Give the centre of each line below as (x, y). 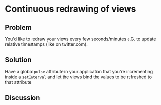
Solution (18, 60)
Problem (18, 27)
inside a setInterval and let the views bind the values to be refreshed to (78, 77)
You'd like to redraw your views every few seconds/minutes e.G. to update (80, 39)
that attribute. (19, 82)
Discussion (23, 98)
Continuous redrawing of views (71, 9)
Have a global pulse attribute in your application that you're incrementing (79, 71)
